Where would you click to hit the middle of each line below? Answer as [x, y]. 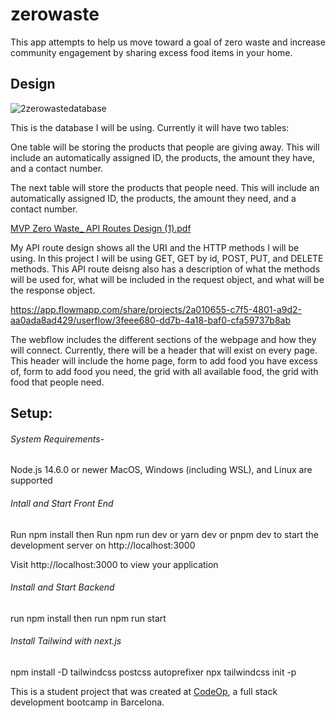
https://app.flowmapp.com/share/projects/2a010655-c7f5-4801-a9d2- [156, 309]
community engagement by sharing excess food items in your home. [151, 52]
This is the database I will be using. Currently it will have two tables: [150, 127]
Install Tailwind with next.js [66, 641]
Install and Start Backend [62, 587]
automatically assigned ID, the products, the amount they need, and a [153, 198]
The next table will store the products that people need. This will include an [165, 187]
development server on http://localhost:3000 [103, 545]
